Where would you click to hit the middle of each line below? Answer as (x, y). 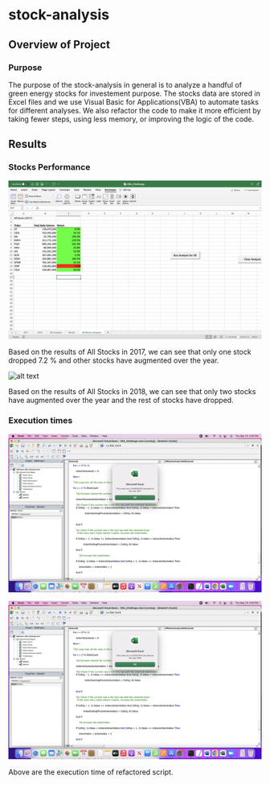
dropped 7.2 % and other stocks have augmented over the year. (114, 360)
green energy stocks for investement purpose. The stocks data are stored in (135, 93)
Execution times (41, 421)
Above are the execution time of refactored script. (91, 772)
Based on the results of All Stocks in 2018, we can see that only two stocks (132, 391)
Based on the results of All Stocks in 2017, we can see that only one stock (130, 351)
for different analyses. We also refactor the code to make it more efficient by (135, 110)
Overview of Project (59, 45)
